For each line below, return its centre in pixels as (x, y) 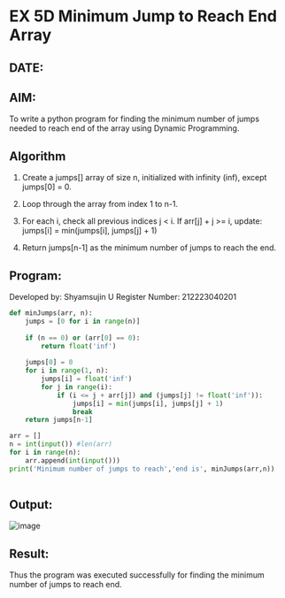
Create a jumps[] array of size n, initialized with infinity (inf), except (144, 178)
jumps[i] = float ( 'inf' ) (87, 379)
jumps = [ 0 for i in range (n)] (83, 321)
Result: (29, 553)
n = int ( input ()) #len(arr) (61, 444)
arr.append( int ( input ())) (73, 460)
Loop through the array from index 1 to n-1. (100, 204)
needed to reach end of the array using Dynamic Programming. (124, 128)
